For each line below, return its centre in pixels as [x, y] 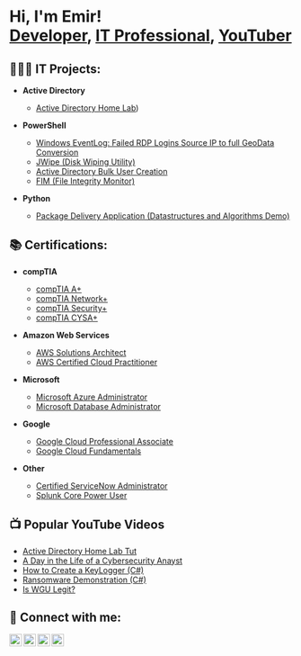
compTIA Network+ [72, 298]
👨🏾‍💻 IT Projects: [55, 69]
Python [36, 198]
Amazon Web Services [66, 335]
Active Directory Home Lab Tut [80, 551]
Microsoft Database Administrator [98, 406]
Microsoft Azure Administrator [92, 397]
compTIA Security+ [71, 308]
